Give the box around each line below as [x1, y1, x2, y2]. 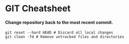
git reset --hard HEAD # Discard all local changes [5, 30, 113, 35]
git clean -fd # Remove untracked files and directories [5, 35, 125, 40]
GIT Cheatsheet [5, 3, 71, 14]
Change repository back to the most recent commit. [5, 19, 113, 25]
